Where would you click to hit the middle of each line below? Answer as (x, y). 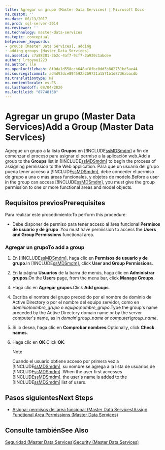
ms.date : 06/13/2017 (26, 19)
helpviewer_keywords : (27, 42)
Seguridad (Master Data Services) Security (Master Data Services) (72, 442)
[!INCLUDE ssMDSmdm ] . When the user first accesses (67, 372)
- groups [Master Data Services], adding (48, 46)
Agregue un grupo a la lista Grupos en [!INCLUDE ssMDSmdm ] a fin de (77, 151)
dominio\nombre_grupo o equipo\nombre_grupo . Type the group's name (85, 307)
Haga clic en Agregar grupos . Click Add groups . (61, 288)
